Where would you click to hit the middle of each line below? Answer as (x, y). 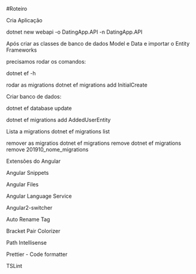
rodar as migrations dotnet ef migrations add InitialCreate (77, 85)
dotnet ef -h (21, 73)
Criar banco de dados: (34, 96)
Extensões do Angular (34, 161)
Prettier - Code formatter (37, 254)
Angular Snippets (28, 173)
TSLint (14, 266)
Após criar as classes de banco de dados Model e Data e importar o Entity (98, 44)
